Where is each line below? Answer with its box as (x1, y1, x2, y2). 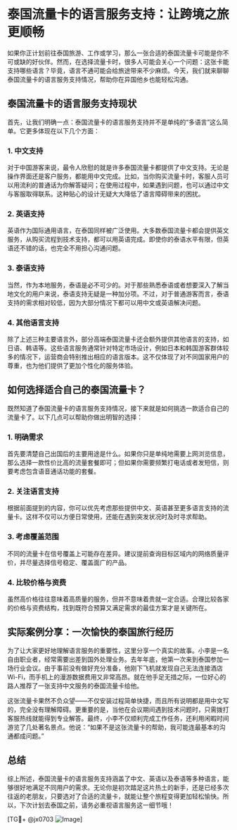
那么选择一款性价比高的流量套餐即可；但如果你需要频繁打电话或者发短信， (7, 459, 223, 467)
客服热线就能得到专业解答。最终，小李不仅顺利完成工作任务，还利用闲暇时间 (7, 714, 229, 722)
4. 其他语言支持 (7, 318, 60, 328)
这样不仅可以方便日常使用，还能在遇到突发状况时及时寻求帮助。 (25, 512, 211, 521)
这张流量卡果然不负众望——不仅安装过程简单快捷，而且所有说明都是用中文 (7, 696, 223, 705)
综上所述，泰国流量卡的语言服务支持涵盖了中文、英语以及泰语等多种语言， (7, 774, 223, 783)
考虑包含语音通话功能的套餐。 (13, 467, 100, 476)
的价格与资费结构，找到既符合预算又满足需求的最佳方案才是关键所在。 (7, 603, 211, 612)
